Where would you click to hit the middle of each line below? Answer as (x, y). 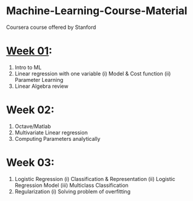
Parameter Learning (39, 80)
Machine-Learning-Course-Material (97, 11)
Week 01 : (29, 51)
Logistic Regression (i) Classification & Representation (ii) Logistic (95, 179)
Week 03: (30, 163)
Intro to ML (28, 67)
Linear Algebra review (41, 86)
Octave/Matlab (33, 126)
